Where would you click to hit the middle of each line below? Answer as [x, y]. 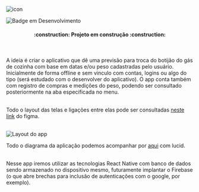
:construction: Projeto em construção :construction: [100, 34]
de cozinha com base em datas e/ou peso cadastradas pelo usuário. [90, 67]
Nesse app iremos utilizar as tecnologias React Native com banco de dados [99, 163]
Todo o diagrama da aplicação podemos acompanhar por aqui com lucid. [96, 145]
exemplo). [18, 182]
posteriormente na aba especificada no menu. [63, 92]
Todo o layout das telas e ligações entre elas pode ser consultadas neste [95, 110]
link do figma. [23, 116]
